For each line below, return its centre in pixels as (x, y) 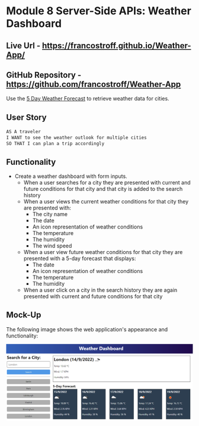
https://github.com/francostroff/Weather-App (94, 84)
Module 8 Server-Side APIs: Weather (99, 11)
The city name (50, 214)
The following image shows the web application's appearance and (87, 329)
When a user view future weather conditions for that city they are (103, 252)
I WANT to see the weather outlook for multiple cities (76, 138)
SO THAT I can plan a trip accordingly (55, 144)
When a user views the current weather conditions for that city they (106, 202)
